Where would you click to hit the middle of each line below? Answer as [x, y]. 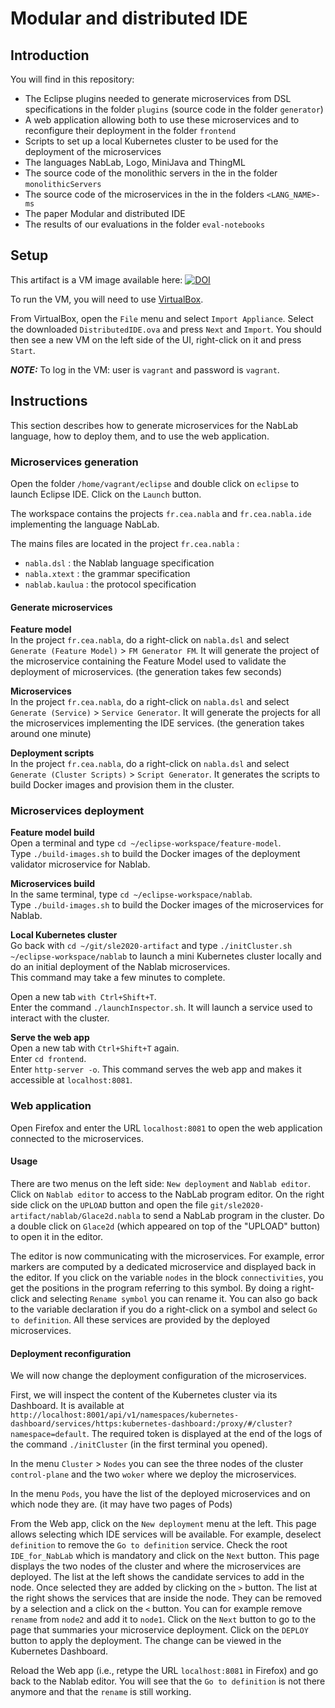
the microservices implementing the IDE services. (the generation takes [157, 723]
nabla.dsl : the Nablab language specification [119, 563]
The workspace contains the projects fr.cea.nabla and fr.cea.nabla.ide [161, 513]
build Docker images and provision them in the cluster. [122, 785]
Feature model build [52, 833]
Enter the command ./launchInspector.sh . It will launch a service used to [161, 1008]
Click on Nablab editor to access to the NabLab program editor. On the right [167, 1194]
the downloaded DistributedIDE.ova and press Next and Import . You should [166, 329]
